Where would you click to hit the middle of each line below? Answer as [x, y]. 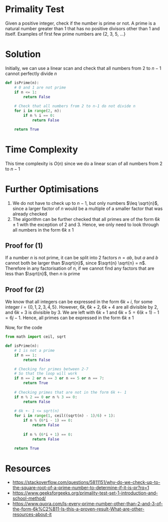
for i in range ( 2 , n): [38, 111]
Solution [23, 54]
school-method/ [29, 498]
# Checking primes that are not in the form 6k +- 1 [70, 392]
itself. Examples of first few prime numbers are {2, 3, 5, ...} [65, 34]
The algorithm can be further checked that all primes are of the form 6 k [86, 219]
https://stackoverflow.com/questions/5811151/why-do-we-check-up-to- [86, 482]
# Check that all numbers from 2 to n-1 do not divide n [75, 106]
